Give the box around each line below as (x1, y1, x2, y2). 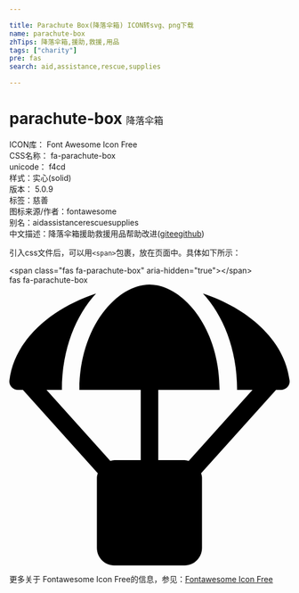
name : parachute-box (9, 29, 86, 38)
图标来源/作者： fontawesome (9, 206, 117, 217)
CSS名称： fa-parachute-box (9, 150, 117, 161)
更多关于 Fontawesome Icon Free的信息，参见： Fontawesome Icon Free (9, 573, 273, 584)
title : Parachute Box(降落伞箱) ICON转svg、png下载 (9, 21, 194, 29)
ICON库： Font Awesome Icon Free (9, 139, 138, 150)
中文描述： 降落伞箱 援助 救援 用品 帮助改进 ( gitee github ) (9, 228, 205, 239)
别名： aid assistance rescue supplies (9, 217, 140, 227)
